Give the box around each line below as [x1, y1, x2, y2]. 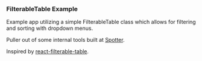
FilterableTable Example [6, 5, 78, 13]
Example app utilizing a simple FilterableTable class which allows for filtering [6, 19, 196, 26]
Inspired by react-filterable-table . [6, 48, 89, 55]
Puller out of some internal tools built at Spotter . [6, 36, 125, 44]
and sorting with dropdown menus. [6, 25, 93, 32]
